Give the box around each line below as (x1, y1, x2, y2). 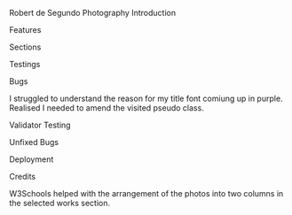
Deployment (9, 154, 54, 165)
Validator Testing (9, 119, 71, 130)
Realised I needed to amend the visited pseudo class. (9, 103, 204, 113)
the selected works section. (9, 198, 111, 208)
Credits (9, 172, 36, 181)
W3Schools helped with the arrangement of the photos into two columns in (9, 188, 284, 198)
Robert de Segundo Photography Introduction (9, 8, 176, 18)
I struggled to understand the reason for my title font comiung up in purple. (9, 93, 283, 104)
